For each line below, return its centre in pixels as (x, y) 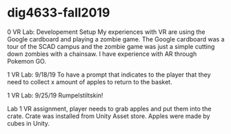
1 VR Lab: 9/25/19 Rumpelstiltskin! (55, 95)
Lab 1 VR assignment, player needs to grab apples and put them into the (109, 108)
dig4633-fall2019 (59, 13)
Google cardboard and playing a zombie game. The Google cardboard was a (116, 39)
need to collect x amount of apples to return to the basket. (90, 82)
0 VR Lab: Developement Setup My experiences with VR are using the (106, 32)
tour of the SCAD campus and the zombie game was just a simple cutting (111, 46)
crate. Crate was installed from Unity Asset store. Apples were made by (109, 116)
